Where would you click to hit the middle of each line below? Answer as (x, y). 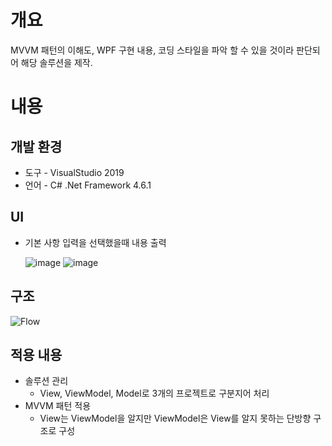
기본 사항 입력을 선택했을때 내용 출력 (95, 242)
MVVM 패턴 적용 (58, 406)
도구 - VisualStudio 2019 (74, 172)
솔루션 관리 (46, 381)
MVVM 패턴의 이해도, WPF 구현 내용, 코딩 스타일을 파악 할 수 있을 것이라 (152, 50)
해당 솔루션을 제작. (56, 62)
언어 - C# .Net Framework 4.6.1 (88, 185)
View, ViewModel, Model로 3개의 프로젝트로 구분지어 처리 (154, 393)
